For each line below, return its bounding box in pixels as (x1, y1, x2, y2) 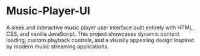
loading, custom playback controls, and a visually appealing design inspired (6, 36, 195, 43)
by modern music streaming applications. (6, 43, 109, 50)
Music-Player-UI (6, 4, 90, 18)
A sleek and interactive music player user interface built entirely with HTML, (6, 24, 195, 31)
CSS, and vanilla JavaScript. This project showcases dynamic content (6, 30, 180, 37)
